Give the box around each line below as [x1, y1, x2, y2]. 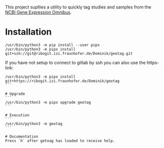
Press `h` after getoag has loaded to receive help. [5, 138, 115, 143]
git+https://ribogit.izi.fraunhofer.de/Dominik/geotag [5, 78, 120, 84]
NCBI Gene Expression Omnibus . [5, 9, 72, 15]
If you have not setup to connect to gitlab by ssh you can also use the [5, 60, 146, 65]
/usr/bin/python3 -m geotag [5, 121, 63, 126]
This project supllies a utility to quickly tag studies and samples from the [5, 4, 151, 10]
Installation [5, 26, 52, 38]
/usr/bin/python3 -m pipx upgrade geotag [5, 100, 91, 105]
